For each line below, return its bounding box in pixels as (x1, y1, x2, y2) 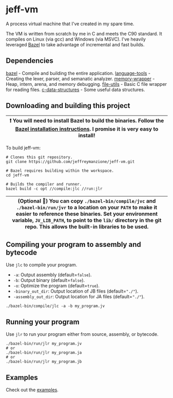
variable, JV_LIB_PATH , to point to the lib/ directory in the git (12, 216, 162, 224)
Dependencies (6, 57, 53, 65)
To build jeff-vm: (6, 144, 41, 151)
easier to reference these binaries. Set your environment (15, 210, 158, 217)
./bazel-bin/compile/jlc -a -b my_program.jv (6, 303, 105, 309)
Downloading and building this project (6, 101, 130, 110)
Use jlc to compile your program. (6, 262, 78, 268)
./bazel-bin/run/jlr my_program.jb (6, 359, 82, 365)
